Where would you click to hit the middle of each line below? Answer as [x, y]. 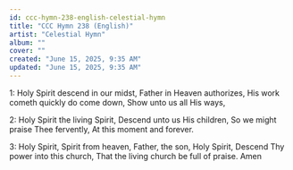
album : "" [28, 42]
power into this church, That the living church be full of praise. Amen [135, 156]
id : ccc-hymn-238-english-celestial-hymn [88, 17]
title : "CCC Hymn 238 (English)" [71, 26]
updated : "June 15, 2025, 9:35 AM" [75, 68]
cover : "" [28, 51]
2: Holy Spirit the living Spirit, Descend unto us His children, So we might [143, 119]
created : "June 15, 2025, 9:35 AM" [75, 59]
